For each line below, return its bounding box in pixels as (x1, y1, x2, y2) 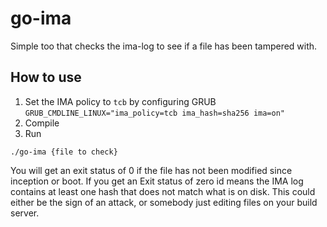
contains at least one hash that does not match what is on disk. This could (10, 185, 316, 197)
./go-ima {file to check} (10, 147, 118, 157)
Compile (24, 117, 60, 129)
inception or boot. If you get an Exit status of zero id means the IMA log (10, 175, 304, 187)
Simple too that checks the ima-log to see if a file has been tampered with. (10, 40, 318, 52)
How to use (10, 69, 82, 86)
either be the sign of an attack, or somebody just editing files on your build (10, 196, 318, 208)
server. (10, 207, 40, 219)
